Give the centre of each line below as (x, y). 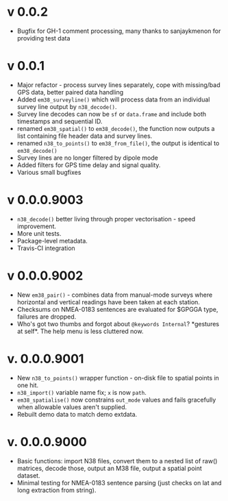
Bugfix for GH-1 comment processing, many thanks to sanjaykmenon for (119, 31)
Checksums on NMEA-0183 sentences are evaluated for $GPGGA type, (117, 309)
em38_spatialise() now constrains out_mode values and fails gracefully (116, 400)
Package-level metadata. (52, 241)
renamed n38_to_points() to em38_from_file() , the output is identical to (118, 143)
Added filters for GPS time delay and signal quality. (89, 164)
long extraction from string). (57, 490)
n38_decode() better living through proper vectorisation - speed (106, 219)
